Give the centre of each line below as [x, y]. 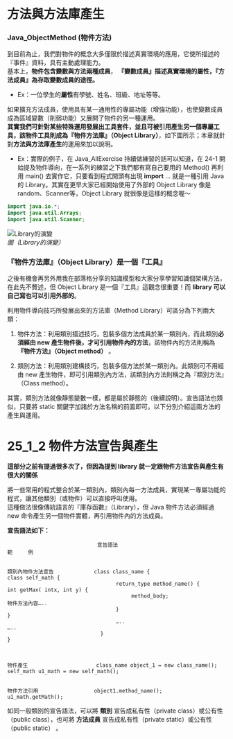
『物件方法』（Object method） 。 [66, 351]
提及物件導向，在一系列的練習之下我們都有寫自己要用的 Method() [116, 168]
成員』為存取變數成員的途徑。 [55, 80]
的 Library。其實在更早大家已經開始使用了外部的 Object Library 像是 [114, 185]
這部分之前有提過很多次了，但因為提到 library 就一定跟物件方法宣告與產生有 [115, 467]
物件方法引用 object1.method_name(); [85, 691]
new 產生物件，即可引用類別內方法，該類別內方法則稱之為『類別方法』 [125, 374]
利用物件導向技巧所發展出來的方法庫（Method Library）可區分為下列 [105, 311]
